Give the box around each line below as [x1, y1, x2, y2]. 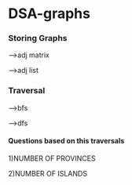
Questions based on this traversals [8, 136, 125, 146]
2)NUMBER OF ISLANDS [8, 169, 88, 178]
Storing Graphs [8, 33, 68, 44]
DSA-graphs [8, 5, 90, 23]
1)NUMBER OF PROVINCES [8, 154, 96, 163]
